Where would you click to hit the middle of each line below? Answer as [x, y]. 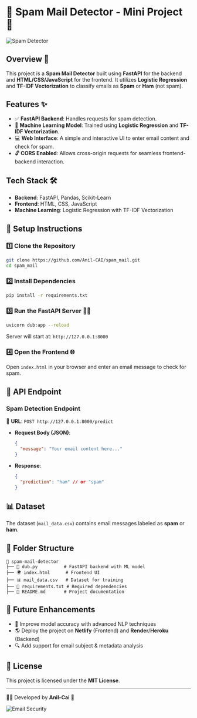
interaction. [51, 162]
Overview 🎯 [28, 59]
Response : [28, 465]
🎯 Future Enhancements [51, 610]
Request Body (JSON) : [43, 433]
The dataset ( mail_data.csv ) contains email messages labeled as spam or [95, 524]
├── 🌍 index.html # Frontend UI [53, 573]
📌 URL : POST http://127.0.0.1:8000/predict [60, 421]
